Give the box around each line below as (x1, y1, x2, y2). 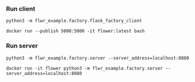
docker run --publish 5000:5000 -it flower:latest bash (6, 28, 145, 34)
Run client (6, 5, 36, 13)
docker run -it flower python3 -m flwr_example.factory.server (6, 65, 163, 71)
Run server (6, 42, 38, 50)
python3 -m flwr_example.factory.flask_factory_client (6, 18, 142, 24)
